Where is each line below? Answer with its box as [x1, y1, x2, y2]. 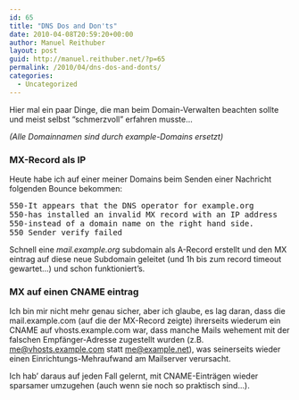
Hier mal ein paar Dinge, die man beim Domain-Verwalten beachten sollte [9, 104, 279, 115]
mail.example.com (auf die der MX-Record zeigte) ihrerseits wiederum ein [9, 315, 281, 327]
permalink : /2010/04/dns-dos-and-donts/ [9, 64, 162, 72]
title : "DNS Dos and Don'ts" [9, 21, 118, 30]
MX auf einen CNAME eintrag [9, 285, 139, 298]
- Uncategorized [17, 80, 78, 89]
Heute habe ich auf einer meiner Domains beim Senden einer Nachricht [9, 174, 272, 184]
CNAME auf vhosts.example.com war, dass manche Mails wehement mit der [9, 325, 290, 336]
